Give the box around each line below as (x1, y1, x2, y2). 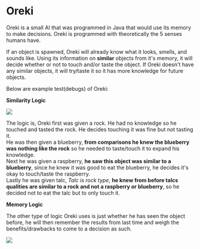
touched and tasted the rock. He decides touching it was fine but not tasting (6, 125, 193, 133)
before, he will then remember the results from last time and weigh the (6, 219, 179, 226)
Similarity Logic (6, 97, 46, 104)
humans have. (6, 36, 41, 44)
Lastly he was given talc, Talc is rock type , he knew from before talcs (6, 176, 179, 183)
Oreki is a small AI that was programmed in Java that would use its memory (6, 24, 192, 31)
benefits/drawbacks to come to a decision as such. (6, 225, 133, 232)
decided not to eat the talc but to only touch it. (6, 189, 121, 196)
